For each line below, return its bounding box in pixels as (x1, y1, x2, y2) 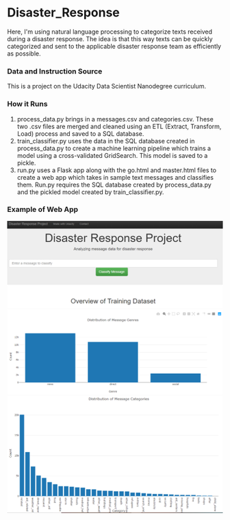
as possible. (7, 49, 41, 58)
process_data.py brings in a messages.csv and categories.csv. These (16, 115, 214, 123)
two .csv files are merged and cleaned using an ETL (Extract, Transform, (16, 122, 222, 130)
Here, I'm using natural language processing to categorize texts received (7, 27, 213, 36)
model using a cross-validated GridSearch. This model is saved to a (16, 151, 208, 159)
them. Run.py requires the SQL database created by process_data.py (16, 180, 212, 189)
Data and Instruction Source (7, 67, 103, 76)
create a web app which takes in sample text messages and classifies (16, 173, 214, 181)
